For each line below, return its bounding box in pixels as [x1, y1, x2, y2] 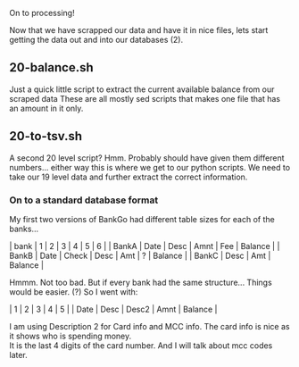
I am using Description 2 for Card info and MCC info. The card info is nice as [9, 321, 290, 331]
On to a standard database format [9, 194, 159, 206]
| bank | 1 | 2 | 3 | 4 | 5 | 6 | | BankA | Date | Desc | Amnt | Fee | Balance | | [9, 240, 280, 251]
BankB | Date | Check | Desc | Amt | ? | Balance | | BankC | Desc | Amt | [9, 250, 271, 261]
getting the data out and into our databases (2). [9, 35, 184, 45]
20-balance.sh [9, 60, 94, 75]
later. [9, 349, 29, 360]
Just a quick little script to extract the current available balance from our [9, 84, 275, 95]
